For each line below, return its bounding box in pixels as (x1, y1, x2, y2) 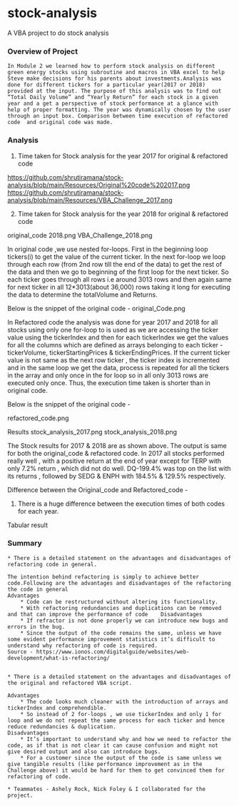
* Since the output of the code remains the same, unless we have (20, 629, 222, 636)
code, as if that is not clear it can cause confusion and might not (7, 742, 219, 749)
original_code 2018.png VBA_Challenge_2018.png (7, 230, 153, 240)
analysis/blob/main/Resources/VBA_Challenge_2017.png (7, 195, 173, 204)
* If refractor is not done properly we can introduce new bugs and (20, 617, 228, 624)
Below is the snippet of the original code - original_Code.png (7, 304, 185, 312)
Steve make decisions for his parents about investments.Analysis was (7, 75, 222, 83)
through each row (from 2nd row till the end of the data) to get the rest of (7, 260, 223, 268)
